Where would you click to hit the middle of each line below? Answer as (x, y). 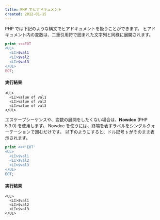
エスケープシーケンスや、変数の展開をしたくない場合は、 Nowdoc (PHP (76, 119)
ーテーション (18, 132)
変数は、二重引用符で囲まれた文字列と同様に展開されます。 (94, 34)
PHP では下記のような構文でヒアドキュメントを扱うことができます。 (73, 28)
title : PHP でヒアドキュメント (33, 9)
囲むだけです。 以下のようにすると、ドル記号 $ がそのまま (92, 132)
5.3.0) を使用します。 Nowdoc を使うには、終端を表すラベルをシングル (76, 126)
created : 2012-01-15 (26, 14)
